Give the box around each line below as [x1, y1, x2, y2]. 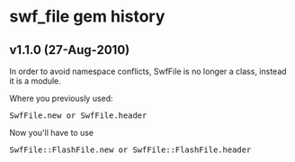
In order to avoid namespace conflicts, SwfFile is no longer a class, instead [9, 66, 287, 76]
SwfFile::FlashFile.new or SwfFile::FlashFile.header [9, 145, 252, 155]
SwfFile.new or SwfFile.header [9, 111, 147, 121]
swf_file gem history [9, 6, 165, 27]
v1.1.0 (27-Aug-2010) [9, 42, 130, 58]
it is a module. [9, 76, 61, 86]
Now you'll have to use [9, 128, 94, 138]
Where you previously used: [9, 93, 114, 103]
